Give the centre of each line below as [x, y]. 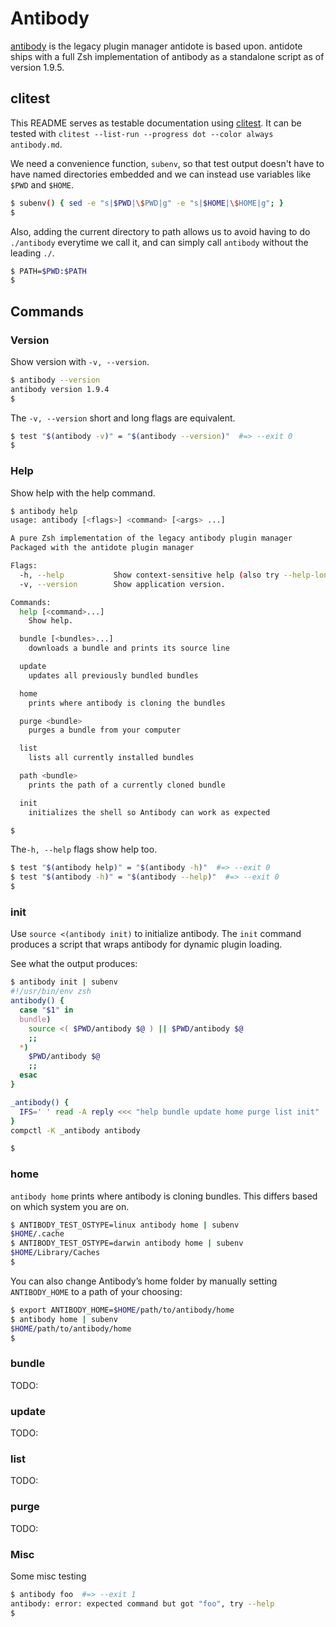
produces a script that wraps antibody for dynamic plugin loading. [146, 944]
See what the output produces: [74, 964]
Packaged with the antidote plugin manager [102, 548]
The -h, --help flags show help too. [84, 849]
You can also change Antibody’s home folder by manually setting [144, 1281]
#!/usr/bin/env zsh [51, 992]
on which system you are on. [70, 1206]
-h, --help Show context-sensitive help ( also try [149, 575]
